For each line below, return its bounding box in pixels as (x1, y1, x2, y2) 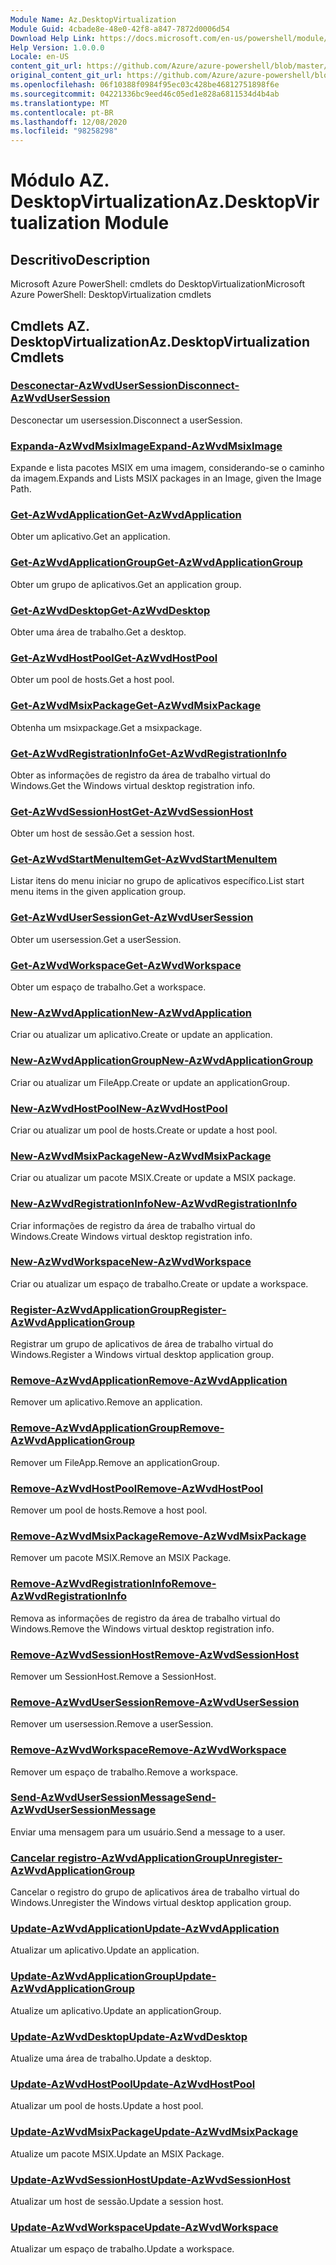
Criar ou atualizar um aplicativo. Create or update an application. (10, 1029, 273, 1041)
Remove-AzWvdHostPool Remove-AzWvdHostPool (10, 1481, 264, 1495)
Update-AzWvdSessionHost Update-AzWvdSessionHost (10, 2172, 291, 2186)
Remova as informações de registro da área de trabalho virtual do (10, 1612, 281, 1624)
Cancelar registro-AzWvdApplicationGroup (10, 1851, 227, 1865)
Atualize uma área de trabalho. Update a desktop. (10, 2052, 212, 2065)
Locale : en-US (10, 52, 70, 62)
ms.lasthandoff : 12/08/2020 (10, 117, 128, 127)
